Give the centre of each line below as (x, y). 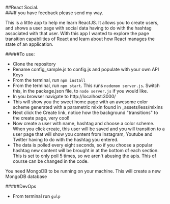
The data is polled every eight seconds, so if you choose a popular (82, 145)
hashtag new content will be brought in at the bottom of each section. (86, 150)
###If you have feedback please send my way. (54, 13)
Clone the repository (34, 64)
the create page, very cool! (41, 118)
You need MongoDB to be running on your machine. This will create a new (83, 171)
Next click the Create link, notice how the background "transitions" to (85, 112)
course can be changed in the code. (51, 161)
